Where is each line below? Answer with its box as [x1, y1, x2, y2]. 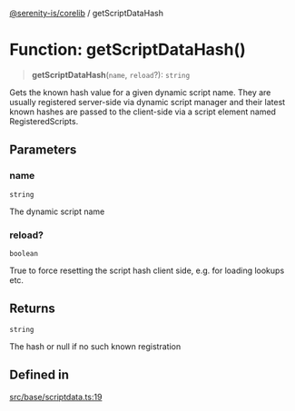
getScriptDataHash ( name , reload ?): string [31, 69, 191, 80]
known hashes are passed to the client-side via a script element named [9, 106, 277, 117]
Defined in [9, 367, 70, 383]
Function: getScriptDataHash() [9, 40, 247, 60]
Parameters [9, 142, 77, 158]
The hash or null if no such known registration [9, 340, 182, 352]
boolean [9, 249, 39, 258]
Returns [9, 301, 56, 317]
